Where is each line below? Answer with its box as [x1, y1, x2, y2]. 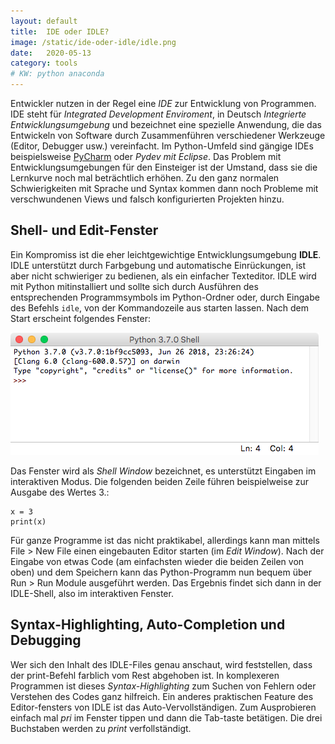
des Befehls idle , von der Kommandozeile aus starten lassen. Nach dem [10, 301, 310, 314]
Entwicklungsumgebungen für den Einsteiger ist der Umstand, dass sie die [10, 161, 318, 173]
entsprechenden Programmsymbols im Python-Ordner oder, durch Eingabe [10, 291, 320, 303]
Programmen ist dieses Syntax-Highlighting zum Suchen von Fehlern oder [10, 680, 317, 692]
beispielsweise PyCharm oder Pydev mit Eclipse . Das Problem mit [10, 151, 282, 162]
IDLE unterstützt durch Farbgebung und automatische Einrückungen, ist [10, 259, 307, 271]
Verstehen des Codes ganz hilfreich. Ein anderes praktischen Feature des [10, 690, 314, 702]
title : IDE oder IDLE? [10, 26, 110, 37]
